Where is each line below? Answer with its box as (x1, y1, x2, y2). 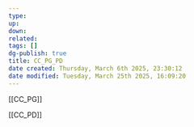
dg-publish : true (8, 49, 67, 57)
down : (8, 27, 27, 35)
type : (8, 11, 27, 20)
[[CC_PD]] (8, 110, 43, 120)
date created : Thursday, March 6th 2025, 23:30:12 (8, 65, 183, 73)
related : (8, 34, 38, 43)
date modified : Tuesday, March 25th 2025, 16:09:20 (8, 72, 186, 80)
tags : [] (8, 42, 38, 50)
